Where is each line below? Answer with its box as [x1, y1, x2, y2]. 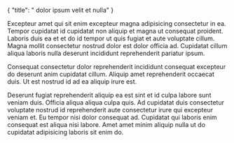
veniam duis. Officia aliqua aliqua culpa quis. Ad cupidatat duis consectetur [7, 98, 224, 107]
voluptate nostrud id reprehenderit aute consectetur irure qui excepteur [7, 106, 214, 114]
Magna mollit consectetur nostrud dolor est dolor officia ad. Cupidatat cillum [7, 42, 228, 50]
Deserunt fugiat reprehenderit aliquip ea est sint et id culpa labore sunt [7, 91, 212, 99]
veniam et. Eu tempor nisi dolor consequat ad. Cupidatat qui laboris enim [7, 113, 217, 121]
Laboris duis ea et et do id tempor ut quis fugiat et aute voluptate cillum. [7, 34, 215, 43]
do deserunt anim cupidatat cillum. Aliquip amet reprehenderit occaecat [7, 70, 215, 78]
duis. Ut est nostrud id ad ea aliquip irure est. [7, 77, 137, 86]
